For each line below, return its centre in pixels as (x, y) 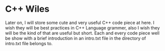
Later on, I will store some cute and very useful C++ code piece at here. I (80, 23)
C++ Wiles (27, 9)
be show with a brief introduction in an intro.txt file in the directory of (76, 38)
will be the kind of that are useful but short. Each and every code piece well (82, 33)
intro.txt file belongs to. (29, 43)
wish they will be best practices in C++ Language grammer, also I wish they (82, 27)
